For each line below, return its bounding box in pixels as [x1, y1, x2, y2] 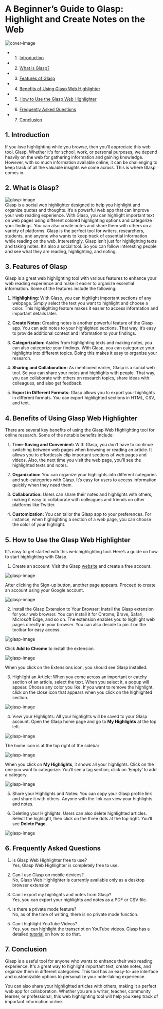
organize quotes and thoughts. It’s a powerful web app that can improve [5, 207, 149, 213]
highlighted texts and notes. [12, 462, 68, 468]
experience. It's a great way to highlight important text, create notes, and [5, 963, 151, 969]
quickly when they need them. [12, 482, 73, 488]
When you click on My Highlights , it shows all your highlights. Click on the [5, 761, 154, 767]
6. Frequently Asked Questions [5, 844, 101, 852]
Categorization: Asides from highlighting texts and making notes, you [12, 340, 152, 346]
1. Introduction [5, 131, 50, 139]
